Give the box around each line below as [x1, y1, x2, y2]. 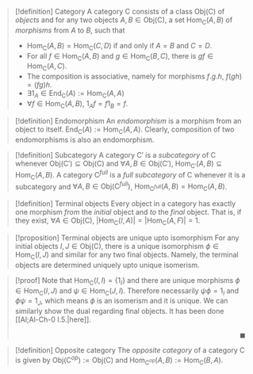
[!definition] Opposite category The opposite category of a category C [14, 345, 245, 355]
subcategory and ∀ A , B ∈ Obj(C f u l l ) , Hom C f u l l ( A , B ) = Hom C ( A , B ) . [14, 180, 228, 193]
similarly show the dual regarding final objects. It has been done [14, 307, 224, 316]
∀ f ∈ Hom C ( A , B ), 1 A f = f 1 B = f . [26, 98, 128, 110]
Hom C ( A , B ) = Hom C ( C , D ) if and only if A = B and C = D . [26, 40, 213, 52]
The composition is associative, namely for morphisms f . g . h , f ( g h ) [26, 71, 243, 82]
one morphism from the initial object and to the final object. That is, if [14, 208, 242, 217]
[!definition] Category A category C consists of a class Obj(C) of [14, 7, 225, 16]
